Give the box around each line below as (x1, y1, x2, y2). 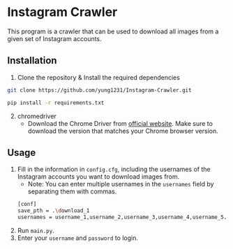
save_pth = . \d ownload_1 (17, 207, 90, 214)
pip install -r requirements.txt (7, 99, 105, 106)
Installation (7, 55, 57, 67)
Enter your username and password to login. (17, 234, 138, 242)
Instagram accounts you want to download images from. (17, 172, 180, 181)
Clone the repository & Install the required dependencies (17, 73, 180, 81)
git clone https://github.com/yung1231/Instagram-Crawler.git (7, 86, 192, 94)
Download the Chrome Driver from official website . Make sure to (27, 119, 213, 127)
